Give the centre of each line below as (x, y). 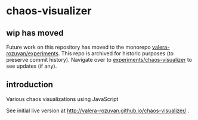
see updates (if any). (32, 66)
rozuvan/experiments (32, 53)
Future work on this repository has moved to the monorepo (78, 47)
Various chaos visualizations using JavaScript (62, 99)
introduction (30, 85)
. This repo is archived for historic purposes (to (116, 53)
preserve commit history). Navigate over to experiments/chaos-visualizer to (99, 60)
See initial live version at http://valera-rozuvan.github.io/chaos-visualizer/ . (98, 110)
